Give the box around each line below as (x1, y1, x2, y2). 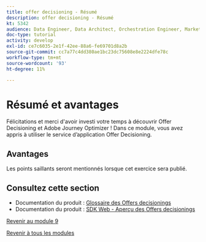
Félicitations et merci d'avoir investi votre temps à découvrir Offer (6, 118, 172, 126)
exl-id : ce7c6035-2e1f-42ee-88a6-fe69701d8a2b (6, 43, 128, 50)
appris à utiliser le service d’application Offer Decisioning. (6, 131, 152, 138)
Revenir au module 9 (6, 217, 59, 224)
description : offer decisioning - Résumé (6, 15, 114, 21)
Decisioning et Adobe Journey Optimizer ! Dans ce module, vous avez (6, 124, 183, 132)
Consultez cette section (6, 183, 100, 193)
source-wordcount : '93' (6, 60, 67, 66)
